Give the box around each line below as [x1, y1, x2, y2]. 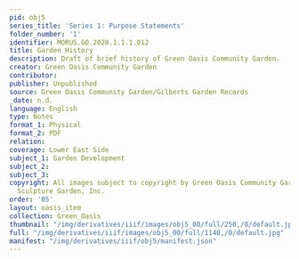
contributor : [9, 71, 58, 80]
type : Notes [9, 112, 53, 121]
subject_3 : [9, 170, 50, 179]
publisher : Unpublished [9, 79, 98, 88]
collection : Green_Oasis [9, 211, 101, 221]
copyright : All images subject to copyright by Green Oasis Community [9, 179, 277, 188]
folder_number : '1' [9, 29, 82, 38]
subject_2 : [9, 162, 50, 171]
